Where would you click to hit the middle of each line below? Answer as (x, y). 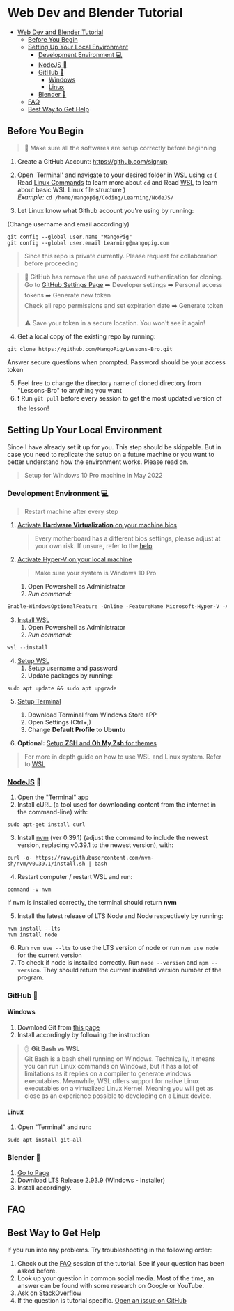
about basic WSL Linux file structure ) (71, 189)
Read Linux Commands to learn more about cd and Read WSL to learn (117, 182)
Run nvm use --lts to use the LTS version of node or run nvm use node (118, 947)
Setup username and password (73, 668)
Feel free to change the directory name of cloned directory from (109, 383)
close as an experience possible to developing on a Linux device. (118, 1096)
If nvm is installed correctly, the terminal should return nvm (92, 902)
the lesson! (33, 408)
